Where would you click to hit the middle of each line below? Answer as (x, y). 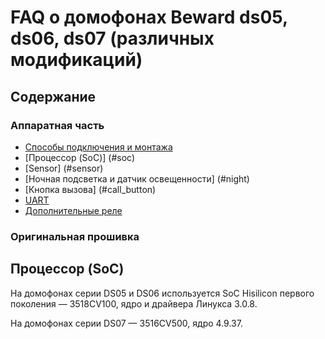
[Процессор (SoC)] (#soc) (80, 157)
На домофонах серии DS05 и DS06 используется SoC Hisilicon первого (162, 293)
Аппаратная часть (57, 125)
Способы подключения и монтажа (98, 147)
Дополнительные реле (73, 210)
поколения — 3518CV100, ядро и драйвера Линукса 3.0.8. (134, 303)
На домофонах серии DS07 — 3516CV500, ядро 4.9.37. (126, 323)
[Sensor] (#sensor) (64, 168)
